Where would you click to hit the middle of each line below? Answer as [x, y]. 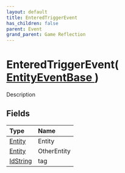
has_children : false [33, 23]
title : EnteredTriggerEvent [42, 18]
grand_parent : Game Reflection [46, 35]
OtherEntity [54, 151]
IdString [21, 161]
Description [21, 94]
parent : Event [24, 29]
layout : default [27, 12]
